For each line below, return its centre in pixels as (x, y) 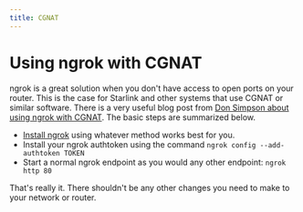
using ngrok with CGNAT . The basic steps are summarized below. (133, 117)
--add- (272, 145)
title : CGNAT (34, 18)
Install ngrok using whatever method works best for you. (129, 135)
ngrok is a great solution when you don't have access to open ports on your (151, 88)
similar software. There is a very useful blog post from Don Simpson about (149, 107)
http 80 (37, 171)
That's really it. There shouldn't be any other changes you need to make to (150, 187)
